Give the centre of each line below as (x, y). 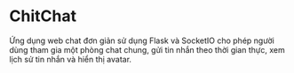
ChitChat (43, 16)
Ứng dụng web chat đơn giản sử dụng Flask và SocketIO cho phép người (142, 40)
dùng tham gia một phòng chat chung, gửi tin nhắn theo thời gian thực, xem (147, 49)
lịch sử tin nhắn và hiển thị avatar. (70, 59)
